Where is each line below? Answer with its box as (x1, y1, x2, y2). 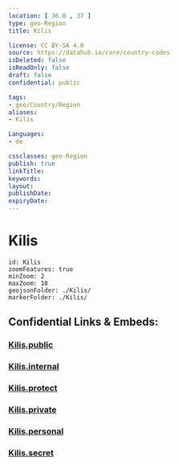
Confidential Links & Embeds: (8, 315, 159, 329)
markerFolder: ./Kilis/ (8, 293, 88, 302)
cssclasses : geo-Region (8, 152, 88, 160)
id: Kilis (8, 258, 42, 266)
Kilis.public (8, 339, 54, 351)
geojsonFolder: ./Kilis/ (8, 286, 91, 294)
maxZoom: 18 (8, 279, 48, 287)
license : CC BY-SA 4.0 (8, 41, 84, 49)
